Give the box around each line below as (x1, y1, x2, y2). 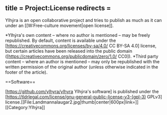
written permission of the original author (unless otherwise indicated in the (5, 64, 159, 70)
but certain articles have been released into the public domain (5, 48, 133, 54)
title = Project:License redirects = (5, 4, 111, 12)
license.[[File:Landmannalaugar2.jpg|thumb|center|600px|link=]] (5, 99, 139, 105)
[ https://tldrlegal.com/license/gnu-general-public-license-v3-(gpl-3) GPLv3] (5, 94, 163, 100)
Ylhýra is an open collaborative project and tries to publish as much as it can (5, 17, 162, 23)
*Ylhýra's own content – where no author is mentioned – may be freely (5, 32, 151, 38)
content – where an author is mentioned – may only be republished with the (5, 58, 160, 64)
